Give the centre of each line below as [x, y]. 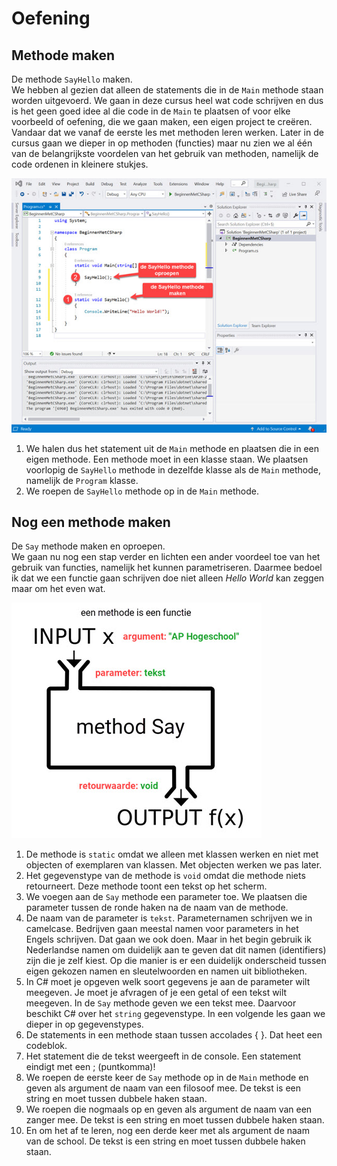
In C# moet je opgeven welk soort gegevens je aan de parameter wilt [168, 982]
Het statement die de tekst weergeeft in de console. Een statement [163, 1056]
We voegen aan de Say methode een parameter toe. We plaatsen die [166, 897]
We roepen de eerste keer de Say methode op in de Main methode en [167, 1078]
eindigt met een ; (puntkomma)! [90, 1067]
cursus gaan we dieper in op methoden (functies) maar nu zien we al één [162, 143]
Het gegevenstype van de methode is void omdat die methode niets [165, 876]
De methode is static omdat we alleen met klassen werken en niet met [172, 854]
